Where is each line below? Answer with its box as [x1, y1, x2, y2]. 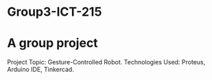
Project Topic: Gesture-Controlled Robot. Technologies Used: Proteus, [7, 58, 206, 66]
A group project [7, 36, 98, 51]
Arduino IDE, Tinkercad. [7, 66, 74, 74]
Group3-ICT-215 [7, 4, 102, 20]
